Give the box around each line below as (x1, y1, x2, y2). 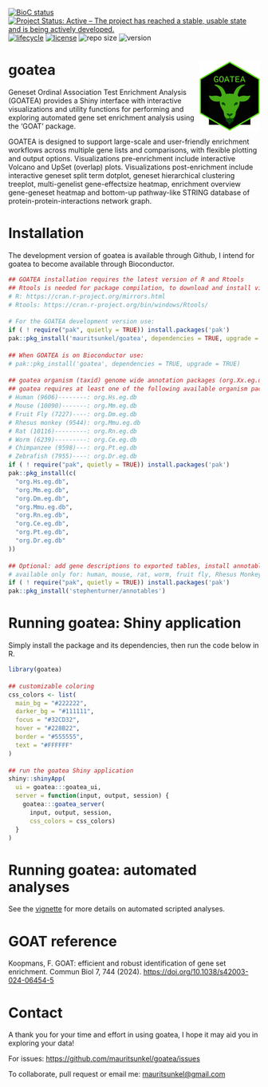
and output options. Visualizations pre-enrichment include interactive (8, 153, 236, 163)
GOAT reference (8, 932, 117, 950)
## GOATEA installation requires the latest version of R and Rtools (8, 276, 245, 284)
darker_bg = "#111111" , (15, 708, 94, 716)
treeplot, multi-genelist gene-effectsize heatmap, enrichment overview (8, 179, 241, 188)
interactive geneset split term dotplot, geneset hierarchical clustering (8, 170, 235, 180)
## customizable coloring (8, 682, 94, 690)
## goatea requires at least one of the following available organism (8, 385, 248, 393)
